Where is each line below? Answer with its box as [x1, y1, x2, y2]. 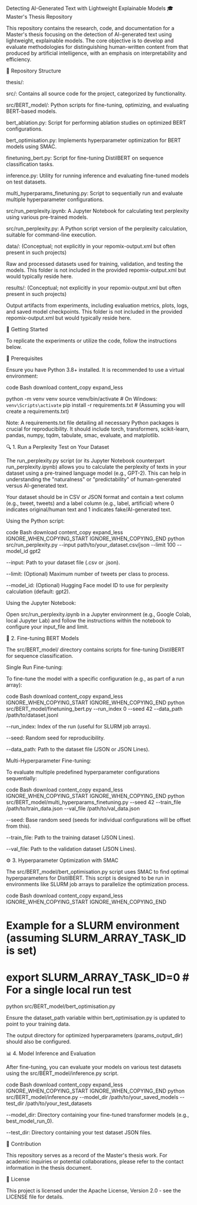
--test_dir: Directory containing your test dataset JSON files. [6, 1129, 152, 1136]
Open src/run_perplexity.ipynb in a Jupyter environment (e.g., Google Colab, [6, 611, 192, 618]
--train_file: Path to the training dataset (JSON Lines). [6, 834, 135, 841]
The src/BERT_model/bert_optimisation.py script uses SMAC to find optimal [6, 868, 189, 875]
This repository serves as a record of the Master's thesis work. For [6, 1152, 168, 1159]
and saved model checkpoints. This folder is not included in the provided [6, 308, 183, 315]
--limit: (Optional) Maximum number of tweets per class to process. [6, 570, 169, 577]
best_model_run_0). [6, 1117, 54, 1125]
